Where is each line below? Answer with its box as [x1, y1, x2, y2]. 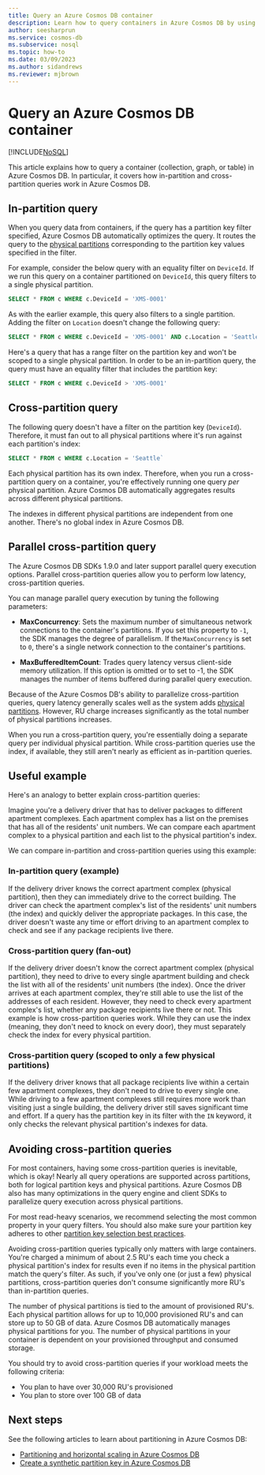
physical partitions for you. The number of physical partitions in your [8, 1327, 231, 1336]
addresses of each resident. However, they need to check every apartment [8, 996, 252, 1006]
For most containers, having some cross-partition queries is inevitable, [8, 1163, 238, 1173]
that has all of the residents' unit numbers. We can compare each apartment [8, 822, 256, 832]
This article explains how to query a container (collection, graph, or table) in [8, 162, 255, 172]
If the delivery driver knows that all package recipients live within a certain [8, 1077, 250, 1087]
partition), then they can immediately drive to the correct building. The [8, 892, 237, 902]
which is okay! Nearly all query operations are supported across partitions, [8, 1172, 251, 1182]
